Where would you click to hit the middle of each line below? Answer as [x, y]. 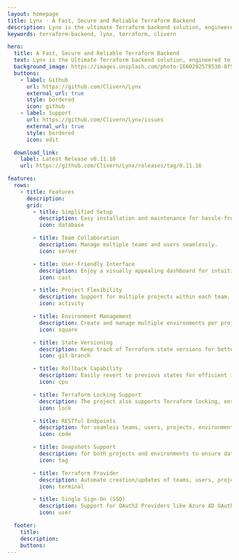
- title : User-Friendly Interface [84, 264]
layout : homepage [33, 14]
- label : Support [46, 113]
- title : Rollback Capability [78, 369]
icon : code [55, 434]
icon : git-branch [65, 356]
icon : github [46, 107]
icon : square [58, 330]
